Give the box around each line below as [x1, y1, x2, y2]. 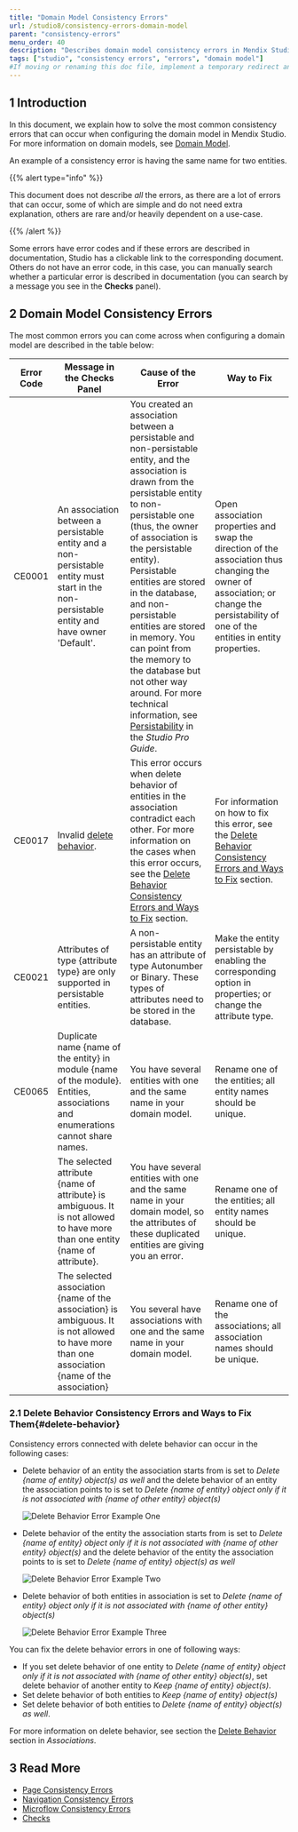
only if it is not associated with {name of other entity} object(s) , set [21, 1670, 268, 1681]
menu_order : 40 [9, 37, 66, 47]
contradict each [129, 812, 196, 824]
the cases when [129, 845, 197, 857]
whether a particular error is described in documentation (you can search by [9, 271, 288, 282]
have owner [57, 625, 106, 638]
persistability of [214, 609, 279, 621]
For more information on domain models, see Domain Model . [9, 138, 231, 148]
